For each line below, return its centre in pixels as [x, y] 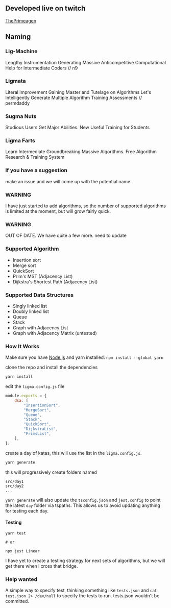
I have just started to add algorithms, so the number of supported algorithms [86, 206]
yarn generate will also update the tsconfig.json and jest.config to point [83, 500]
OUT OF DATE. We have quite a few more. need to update [66, 236]
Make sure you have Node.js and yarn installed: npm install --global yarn [84, 357]
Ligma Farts [20, 141]
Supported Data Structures [40, 295]
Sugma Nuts [21, 116]
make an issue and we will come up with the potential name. [68, 181]
